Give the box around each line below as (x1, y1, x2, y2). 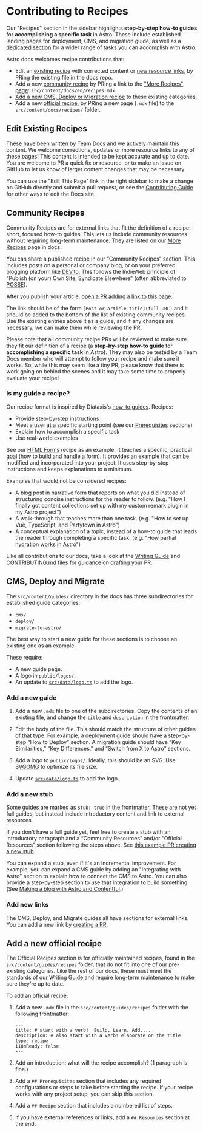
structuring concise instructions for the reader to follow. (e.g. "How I (15, 495, 186, 502)
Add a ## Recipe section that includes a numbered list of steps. (15, 1102, 173, 1110)
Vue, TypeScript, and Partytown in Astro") (15, 521, 120, 528)
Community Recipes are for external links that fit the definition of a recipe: (6, 223, 191, 231)
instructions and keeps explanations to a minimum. (6, 465, 133, 472)
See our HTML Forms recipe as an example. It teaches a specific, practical (6, 446, 193, 453)
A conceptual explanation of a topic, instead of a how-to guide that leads (15, 527, 198, 535)
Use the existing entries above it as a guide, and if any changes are (6, 317, 174, 324)
